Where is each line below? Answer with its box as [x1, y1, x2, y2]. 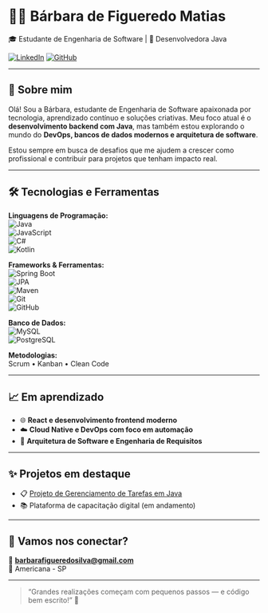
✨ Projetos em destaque [8, 467, 132, 481]
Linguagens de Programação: [8, 211, 108, 220]
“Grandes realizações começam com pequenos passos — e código [27, 587, 250, 596]
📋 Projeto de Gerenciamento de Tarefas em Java [19, 488, 183, 498]
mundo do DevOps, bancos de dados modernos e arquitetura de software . [8, 129, 258, 139]
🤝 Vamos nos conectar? [8, 534, 129, 548]
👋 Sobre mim [8, 83, 73, 97]
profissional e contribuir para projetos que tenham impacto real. [8, 153, 218, 163]
